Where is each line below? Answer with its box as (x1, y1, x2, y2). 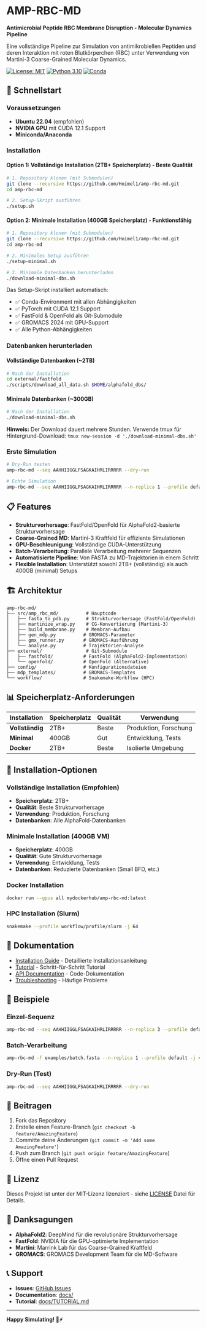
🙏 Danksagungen (6, 1215, 74, 1225)
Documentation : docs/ (15, 1291, 74, 1298)
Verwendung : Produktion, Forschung (15, 810, 110, 818)
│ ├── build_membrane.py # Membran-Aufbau (6, 626, 131, 633)
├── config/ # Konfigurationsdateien (6, 664, 147, 670)
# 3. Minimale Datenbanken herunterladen (6, 269, 114, 275)
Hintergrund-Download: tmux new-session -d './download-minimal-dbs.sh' (6, 432, 197, 440)
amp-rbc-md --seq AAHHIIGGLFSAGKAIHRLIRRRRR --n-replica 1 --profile (6, 484, 188, 491)
